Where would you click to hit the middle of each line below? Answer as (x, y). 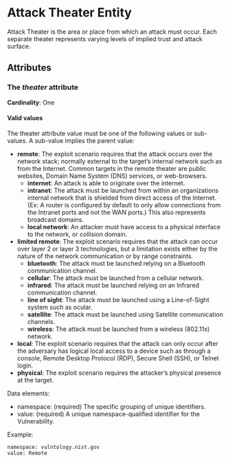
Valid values (25, 118)
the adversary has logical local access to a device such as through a (114, 351)
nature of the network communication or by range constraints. (105, 256)
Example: (20, 435)
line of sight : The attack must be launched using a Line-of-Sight (118, 299)
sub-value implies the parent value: (85, 140)
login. (25, 365)
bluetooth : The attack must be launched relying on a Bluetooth (116, 263)
